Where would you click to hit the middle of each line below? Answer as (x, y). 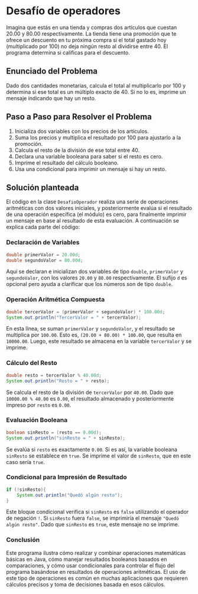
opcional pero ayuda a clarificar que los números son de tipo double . (90, 284)
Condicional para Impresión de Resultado (66, 477)
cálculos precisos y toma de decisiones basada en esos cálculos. (86, 584)
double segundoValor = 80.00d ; (45, 260)
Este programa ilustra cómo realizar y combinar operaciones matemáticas (96, 552)
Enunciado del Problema (52, 72)
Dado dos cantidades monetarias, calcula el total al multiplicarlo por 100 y (96, 85)
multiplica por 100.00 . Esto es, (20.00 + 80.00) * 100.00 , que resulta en (94, 335)
